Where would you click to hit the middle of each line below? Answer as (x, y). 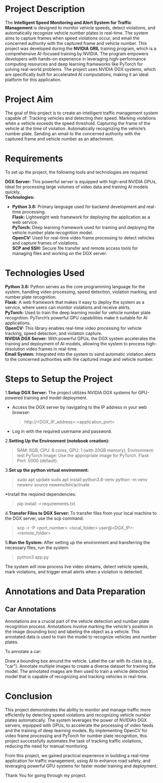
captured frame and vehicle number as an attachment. (60, 139)
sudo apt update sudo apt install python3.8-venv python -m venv (82, 479)
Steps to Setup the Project (59, 379)
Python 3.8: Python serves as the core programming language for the (75, 286)
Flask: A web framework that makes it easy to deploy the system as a (75, 302)
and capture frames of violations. (45, 243)
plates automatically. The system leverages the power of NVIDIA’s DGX (76, 720)
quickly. (13, 192)
